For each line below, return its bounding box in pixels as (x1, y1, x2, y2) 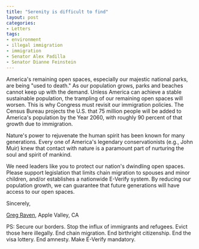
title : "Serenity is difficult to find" (6, 8, 109, 15)
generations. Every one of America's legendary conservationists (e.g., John (6, 138, 193, 145)
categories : (6, 20, 36, 26)
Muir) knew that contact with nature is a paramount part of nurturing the (6, 145, 185, 152)
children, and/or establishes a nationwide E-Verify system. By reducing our (6, 175, 191, 182)
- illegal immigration (6, 43, 63, 49)
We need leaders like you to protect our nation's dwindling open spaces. (6, 163, 185, 170)
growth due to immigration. (6, 120, 73, 127)
